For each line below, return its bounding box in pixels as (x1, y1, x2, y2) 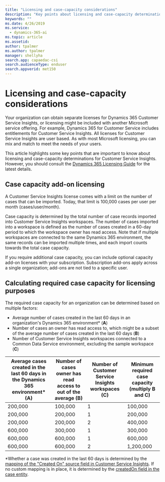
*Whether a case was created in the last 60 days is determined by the (5, 455, 147, 461)
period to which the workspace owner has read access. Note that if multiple (5, 229, 159, 235)
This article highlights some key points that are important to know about (5, 150, 151, 156)
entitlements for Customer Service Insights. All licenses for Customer (5, 130, 145, 136)
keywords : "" (5, 16, 32, 21)
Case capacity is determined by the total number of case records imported (5, 213, 156, 219)
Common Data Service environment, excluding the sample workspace (12, 341, 154, 347)
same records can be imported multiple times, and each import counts (5, 239, 147, 245)
